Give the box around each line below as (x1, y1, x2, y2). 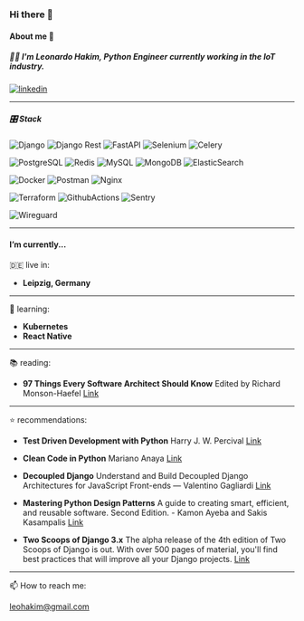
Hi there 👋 (9, 8, 54, 21)
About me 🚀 (9, 31, 54, 42)
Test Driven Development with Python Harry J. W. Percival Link (22, 435, 262, 446)
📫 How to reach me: (9, 579, 87, 591)
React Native (22, 330, 72, 341)
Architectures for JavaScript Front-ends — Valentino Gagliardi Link (22, 480, 271, 491)
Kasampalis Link (22, 516, 84, 528)
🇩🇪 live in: (9, 259, 50, 270)
